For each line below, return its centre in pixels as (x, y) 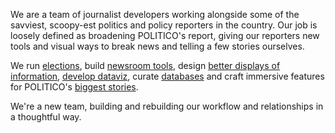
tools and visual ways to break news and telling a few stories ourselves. (157, 46)
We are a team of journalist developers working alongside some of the (155, 14)
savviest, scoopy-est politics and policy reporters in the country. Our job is (164, 25)
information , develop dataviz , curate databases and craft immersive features (167, 76)
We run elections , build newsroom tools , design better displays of (145, 65)
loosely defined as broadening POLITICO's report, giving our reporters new (165, 35)
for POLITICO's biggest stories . (74, 87)
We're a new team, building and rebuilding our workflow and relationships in (167, 106)
